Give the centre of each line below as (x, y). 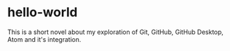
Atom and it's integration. (45, 39)
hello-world (43, 12)
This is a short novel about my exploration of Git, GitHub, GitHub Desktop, (116, 32)
